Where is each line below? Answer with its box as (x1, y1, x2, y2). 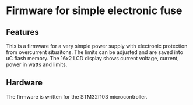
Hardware (6, 78, 43, 88)
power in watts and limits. (6, 61, 68, 68)
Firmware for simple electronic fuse (6, 4, 183, 17)
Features (6, 27, 39, 37)
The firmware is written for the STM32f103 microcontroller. (6, 93, 148, 100)
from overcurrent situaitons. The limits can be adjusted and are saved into (6, 49, 184, 56)
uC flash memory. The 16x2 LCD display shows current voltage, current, (6, 55, 179, 61)
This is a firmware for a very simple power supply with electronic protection (6, 42, 188, 49)
